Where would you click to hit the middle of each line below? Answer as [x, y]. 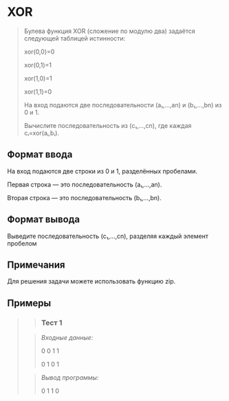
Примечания [36, 264]
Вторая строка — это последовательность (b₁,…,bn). [84, 197]
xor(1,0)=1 [38, 78]
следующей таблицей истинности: [75, 38]
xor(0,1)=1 [37, 65]
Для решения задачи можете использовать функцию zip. [91, 281]
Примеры [29, 303]
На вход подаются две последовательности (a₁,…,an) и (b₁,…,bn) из [123, 105]
